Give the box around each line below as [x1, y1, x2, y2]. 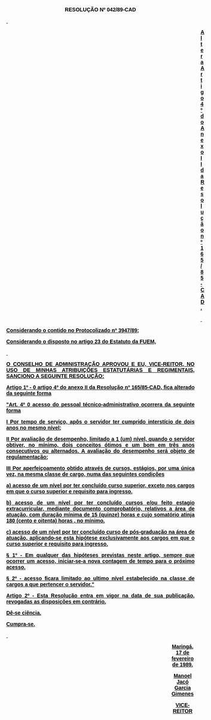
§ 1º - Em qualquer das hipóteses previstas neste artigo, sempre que [6, 552, 195, 558]
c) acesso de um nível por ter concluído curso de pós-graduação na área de [6, 529, 195, 535]
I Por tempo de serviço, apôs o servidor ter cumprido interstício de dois [6, 418, 195, 425]
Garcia [174, 685, 191, 691]
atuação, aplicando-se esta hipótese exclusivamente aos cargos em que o [6, 535, 195, 541]
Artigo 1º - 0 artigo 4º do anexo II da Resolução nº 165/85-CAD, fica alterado [6, 384, 195, 390]
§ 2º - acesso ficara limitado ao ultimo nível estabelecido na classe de [6, 575, 195, 582]
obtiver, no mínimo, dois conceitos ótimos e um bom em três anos [6, 442, 195, 448]
